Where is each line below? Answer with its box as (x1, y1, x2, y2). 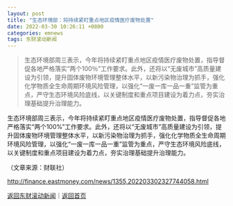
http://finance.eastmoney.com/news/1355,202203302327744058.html (7, 178, 209, 186)
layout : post (7, 10, 45, 17)
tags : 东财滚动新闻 (7, 36, 58, 43)
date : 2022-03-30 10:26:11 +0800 (7, 23, 104, 30)
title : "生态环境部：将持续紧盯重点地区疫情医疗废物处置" (7, 17, 154, 24)
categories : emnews (7, 29, 64, 37)
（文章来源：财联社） (7, 164, 68, 172)
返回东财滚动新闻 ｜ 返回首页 (7, 191, 87, 200)
